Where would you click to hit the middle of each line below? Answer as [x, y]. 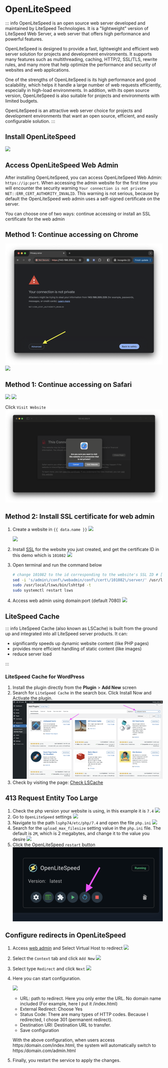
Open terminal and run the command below [57, 565]
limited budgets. [22, 100]
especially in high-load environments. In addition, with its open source [77, 90]
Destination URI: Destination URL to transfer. [65, 1025]
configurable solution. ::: [30, 121]
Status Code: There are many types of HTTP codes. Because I [84, 1014]
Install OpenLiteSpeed [40, 137]
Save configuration [39, 1030]
